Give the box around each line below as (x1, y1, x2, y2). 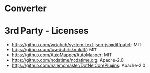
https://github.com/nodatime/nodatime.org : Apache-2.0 (11, 57, 124, 63)
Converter (4, 3, 47, 14)
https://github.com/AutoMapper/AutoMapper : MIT (11, 52, 112, 58)
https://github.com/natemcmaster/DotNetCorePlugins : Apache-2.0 (11, 62, 146, 69)
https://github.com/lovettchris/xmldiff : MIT (11, 47, 97, 53)
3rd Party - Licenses (4, 25, 89, 37)
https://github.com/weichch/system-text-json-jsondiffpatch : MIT (11, 42, 142, 48)
